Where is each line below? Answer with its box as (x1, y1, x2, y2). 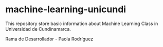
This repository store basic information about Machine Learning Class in (5, 20, 158, 27)
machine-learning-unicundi (5, 4, 126, 15)
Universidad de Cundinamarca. (5, 26, 71, 32)
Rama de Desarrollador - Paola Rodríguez (5, 36, 94, 42)
